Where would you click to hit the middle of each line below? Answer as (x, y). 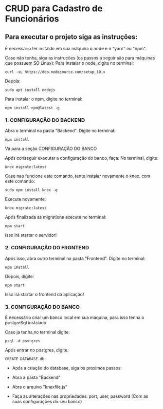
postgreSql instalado (26, 322)
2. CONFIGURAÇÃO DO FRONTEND (47, 248)
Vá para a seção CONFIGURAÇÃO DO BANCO (51, 149)
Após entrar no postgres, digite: (37, 350)
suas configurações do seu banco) (47, 401)
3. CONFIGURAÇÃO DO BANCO (43, 307)
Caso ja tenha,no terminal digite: (37, 332)
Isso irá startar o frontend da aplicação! (45, 294)
